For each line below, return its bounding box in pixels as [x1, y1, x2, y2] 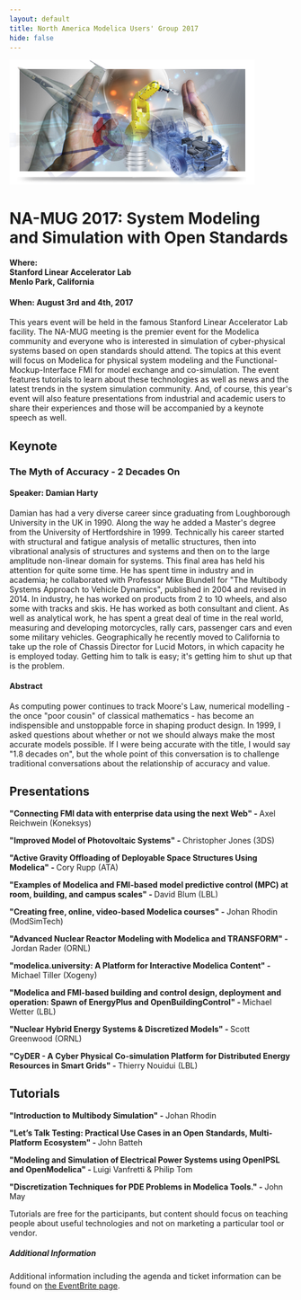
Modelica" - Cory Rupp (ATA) [9, 862, 119, 872]
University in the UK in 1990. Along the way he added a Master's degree [9, 517, 276, 527]
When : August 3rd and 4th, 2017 [9, 296, 134, 307]
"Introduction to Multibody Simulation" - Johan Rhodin [9, 1110, 217, 1120]
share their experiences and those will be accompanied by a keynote [9, 402, 264, 413]
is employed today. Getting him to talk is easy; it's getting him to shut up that [9, 650, 292, 661]
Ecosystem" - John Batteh [43, 1136, 143, 1147]
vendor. [9, 1227, 38, 1238]
